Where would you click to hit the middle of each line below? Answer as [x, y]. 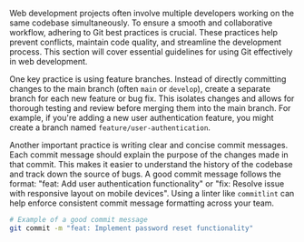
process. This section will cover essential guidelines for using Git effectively [151, 52]
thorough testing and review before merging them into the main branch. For [150, 108]
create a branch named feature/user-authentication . [110, 127]
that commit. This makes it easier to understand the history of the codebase [151, 164]
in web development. [49, 61]
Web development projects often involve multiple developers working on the [152, 13]
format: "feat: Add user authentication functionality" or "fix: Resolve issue [147, 184]
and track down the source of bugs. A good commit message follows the [145, 174]
